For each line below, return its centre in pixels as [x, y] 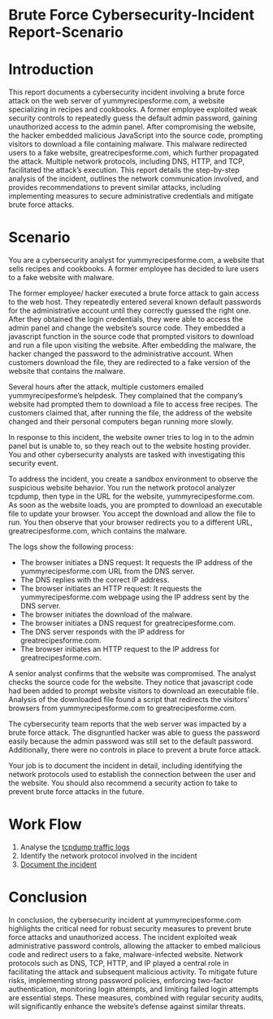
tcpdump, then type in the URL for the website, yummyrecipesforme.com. [132, 496]
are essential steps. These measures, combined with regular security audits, [136, 997]
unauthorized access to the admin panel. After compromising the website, [132, 127]
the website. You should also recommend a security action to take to [123, 783]
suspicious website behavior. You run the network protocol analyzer [122, 488]
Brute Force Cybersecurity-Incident [131, 15]
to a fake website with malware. [61, 278]
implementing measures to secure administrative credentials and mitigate [131, 196]
